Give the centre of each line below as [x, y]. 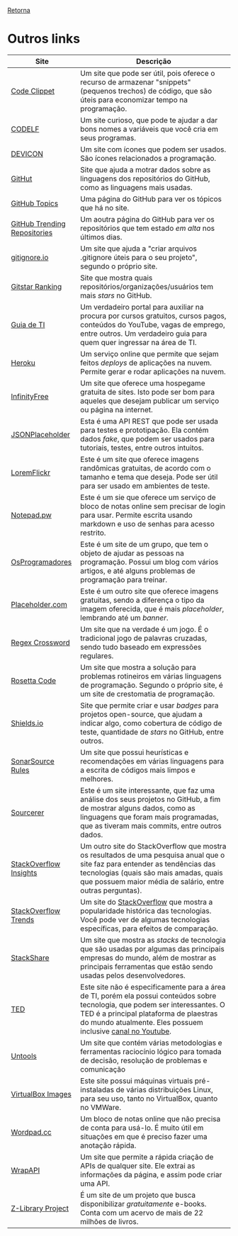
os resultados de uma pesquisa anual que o [153, 855]
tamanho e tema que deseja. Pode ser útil [149, 477]
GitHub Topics [35, 203]
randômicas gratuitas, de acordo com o [146, 468]
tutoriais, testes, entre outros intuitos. [142, 448]
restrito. [93, 533]
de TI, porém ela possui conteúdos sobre [148, 996]
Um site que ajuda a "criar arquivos [138, 249]
